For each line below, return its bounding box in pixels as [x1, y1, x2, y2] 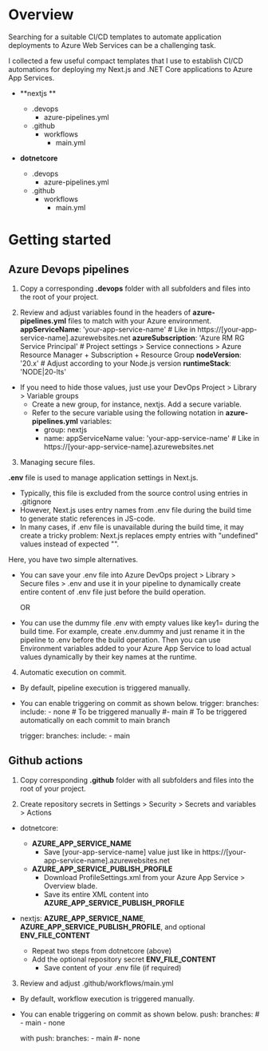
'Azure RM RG [199, 333, 245, 343]
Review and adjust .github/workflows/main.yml [19, 978, 174, 988]
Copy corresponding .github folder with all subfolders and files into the [19, 775, 254, 784]
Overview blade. [43, 881, 98, 890]
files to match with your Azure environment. [67, 315, 212, 325]
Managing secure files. [19, 457, 96, 466]
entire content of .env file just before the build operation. [19, 587, 206, 597]
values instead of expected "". [19, 539, 120, 549]
